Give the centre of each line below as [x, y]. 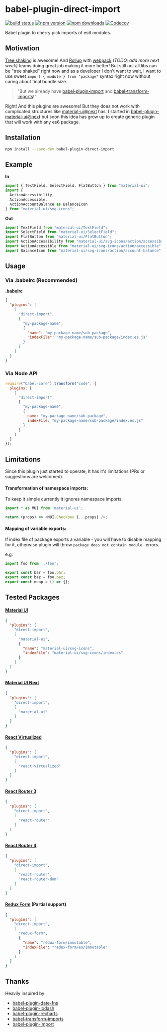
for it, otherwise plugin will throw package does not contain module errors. [82, 545]
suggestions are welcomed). [34, 477]
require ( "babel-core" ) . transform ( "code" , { [51, 384]
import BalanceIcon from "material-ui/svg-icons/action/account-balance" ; [84, 251]
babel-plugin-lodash [33, 1008]
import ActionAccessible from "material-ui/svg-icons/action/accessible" [83, 246]
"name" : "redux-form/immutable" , [58, 942]
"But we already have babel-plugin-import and [65, 91]
